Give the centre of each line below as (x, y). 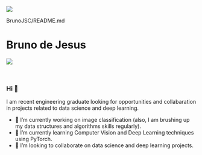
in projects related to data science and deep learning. (73, 108)
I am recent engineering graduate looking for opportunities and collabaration (101, 102)
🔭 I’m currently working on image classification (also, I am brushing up (102, 120)
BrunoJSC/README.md (36, 21)
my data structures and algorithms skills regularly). (78, 126)
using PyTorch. (33, 139)
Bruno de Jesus (46, 45)
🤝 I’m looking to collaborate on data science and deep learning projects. (104, 145)
